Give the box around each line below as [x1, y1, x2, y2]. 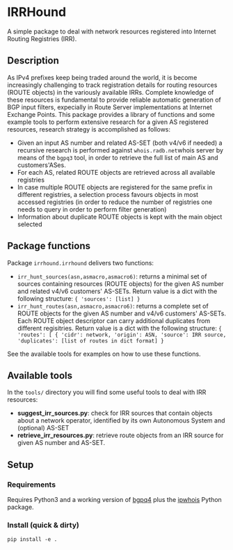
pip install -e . [7, 536, 58, 543]
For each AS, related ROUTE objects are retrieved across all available [17, 168, 216, 176]
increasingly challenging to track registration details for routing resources [7, 81, 218, 89]
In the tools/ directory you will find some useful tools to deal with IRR [7, 388, 207, 397]
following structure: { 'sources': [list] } [17, 294, 140, 303]
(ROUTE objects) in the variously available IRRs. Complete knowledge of [7, 88, 214, 96]
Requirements [7, 480, 56, 489]
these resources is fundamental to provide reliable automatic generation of [7, 95, 221, 104]
